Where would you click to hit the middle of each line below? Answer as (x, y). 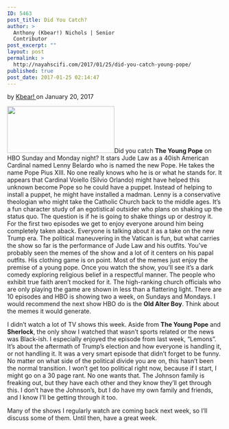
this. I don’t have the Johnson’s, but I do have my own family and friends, (110, 390)
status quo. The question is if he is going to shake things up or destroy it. (110, 216)
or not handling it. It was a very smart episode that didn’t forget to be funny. (114, 353)
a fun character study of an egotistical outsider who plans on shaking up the (115, 209)
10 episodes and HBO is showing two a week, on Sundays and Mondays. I (111, 297)
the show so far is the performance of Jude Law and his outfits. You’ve (107, 246)
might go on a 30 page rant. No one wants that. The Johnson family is (106, 375)
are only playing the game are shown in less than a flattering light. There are (114, 290)
